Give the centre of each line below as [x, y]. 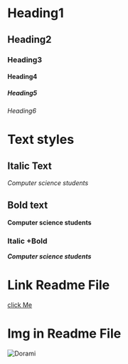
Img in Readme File [64, 334]
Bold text [28, 206]
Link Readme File [59, 285]
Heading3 [25, 60]
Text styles [41, 140]
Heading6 [22, 111]
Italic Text [30, 166]
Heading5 [22, 93]
